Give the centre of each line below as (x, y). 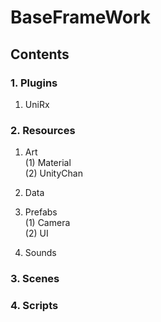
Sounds (40, 253)
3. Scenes (35, 279)
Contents (40, 54)
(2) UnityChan (53, 173)
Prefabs (41, 212)
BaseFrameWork (81, 17)
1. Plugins (34, 83)
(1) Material (48, 163)
